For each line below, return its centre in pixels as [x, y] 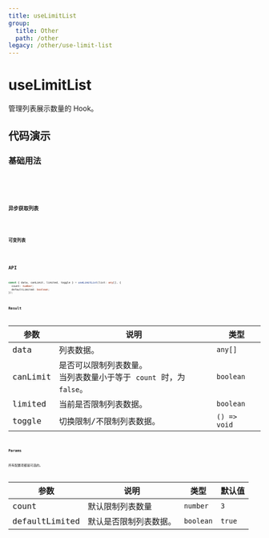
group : [19, 23]
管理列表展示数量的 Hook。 [53, 108]
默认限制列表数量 [120, 507]
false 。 [73, 390]
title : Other [37, 30]
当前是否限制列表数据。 [103, 405]
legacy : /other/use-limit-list [60, 46]
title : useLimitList [43, 16]
